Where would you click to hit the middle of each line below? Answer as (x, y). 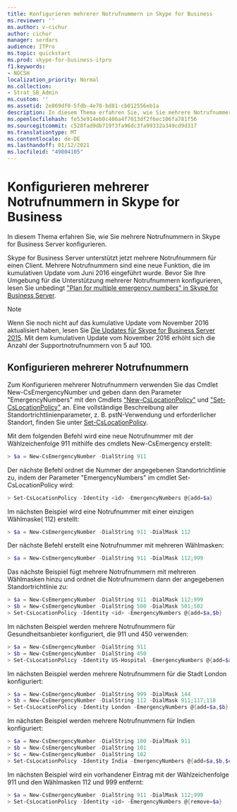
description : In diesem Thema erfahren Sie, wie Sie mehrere (99, 112)
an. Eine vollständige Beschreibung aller (120, 407)
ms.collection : (30, 86)
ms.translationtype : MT (42, 132)
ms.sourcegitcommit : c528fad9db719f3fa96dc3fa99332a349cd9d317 (102, 126)
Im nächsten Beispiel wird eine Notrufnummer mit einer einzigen (101, 511)
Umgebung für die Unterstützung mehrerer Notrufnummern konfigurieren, (115, 280)
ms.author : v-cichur (38, 27)
